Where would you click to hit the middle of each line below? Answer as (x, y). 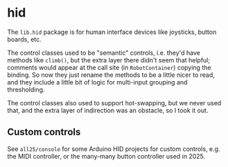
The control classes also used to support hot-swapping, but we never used (114, 103)
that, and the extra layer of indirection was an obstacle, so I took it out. (108, 110)
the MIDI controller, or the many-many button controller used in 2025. (106, 156)
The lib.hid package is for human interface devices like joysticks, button (112, 32)
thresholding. (26, 89)
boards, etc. (24, 39)
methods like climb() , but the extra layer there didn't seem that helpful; (108, 60)
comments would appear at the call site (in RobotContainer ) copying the (109, 67)
